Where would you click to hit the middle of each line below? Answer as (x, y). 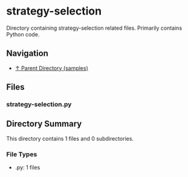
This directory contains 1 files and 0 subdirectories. (70, 138)
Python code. (23, 34)
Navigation (27, 54)
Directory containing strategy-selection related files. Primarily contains (94, 28)
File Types (22, 154)
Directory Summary (44, 124)
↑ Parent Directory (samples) (52, 68)
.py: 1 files (28, 167)
